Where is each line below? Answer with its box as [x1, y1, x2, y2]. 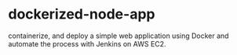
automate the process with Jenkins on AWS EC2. [8, 39, 166, 48]
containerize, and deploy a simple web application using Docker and [8, 31, 229, 40]
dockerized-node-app [8, 5, 155, 23]
